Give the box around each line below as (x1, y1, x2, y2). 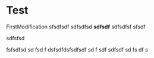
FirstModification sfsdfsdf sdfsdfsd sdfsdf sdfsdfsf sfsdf (6, 23, 146, 30)
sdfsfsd (6, 34, 25, 41)
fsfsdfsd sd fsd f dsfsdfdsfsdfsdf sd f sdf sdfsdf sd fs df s (6, 46, 149, 53)
